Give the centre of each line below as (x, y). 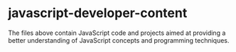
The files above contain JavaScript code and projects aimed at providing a (117, 33)
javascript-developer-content (98, 13)
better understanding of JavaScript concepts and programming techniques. (119, 40)
